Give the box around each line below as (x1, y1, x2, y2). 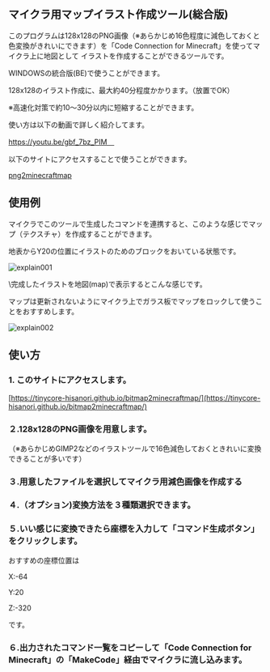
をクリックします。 (8, 535, 82, 547)
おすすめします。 (22, 306, 79, 316)
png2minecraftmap (8, 170, 73, 180)
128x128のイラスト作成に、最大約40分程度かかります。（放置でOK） (8, 85, 234, 95)
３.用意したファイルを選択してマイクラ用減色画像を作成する (8, 476, 243, 487)
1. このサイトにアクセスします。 (8, 374, 132, 385)
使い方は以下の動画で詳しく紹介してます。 (8, 120, 150, 130)
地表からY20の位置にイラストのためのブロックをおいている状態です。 (8, 246, 241, 256)
